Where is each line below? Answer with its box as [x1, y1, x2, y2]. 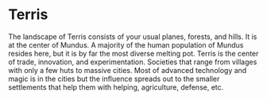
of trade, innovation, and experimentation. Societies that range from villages [8, 57, 257, 67]
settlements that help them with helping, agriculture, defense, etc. [8, 82, 224, 92]
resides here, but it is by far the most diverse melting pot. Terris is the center [8, 48, 259, 58]
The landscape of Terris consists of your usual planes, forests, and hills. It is [8, 32, 257, 41]
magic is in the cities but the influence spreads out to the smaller [8, 74, 220, 83]
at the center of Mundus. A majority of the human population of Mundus [8, 40, 244, 49]
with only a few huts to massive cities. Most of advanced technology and [8, 65, 247, 75]
